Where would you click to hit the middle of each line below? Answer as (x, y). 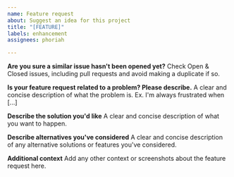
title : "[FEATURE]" (36, 27)
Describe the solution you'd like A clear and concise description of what (113, 116)
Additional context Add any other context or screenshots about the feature (117, 159)
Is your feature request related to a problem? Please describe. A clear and (117, 87)
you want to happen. (37, 123)
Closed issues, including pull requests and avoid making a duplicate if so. (114, 74)
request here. (27, 166)
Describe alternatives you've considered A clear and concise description (115, 138)
